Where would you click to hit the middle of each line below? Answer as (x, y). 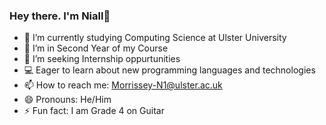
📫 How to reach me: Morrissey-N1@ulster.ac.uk (123, 85)
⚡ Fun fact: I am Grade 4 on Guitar (94, 111)
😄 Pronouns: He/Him (67, 100)
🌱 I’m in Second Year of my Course (96, 48)
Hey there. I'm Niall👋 (60, 16)
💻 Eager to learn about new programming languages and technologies (169, 70)
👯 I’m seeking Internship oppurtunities (102, 59)
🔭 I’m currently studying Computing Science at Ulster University (155, 38)
